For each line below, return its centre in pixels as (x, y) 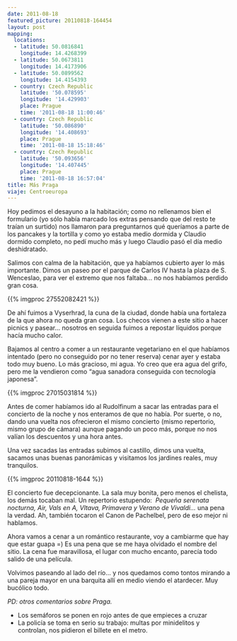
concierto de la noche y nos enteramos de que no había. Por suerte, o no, (115, 414)
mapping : (20, 34)
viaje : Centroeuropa (38, 192)
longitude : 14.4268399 (53, 54)
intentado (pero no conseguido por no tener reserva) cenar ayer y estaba (114, 357)
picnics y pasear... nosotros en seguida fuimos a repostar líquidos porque (114, 328)
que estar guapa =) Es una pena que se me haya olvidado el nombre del (112, 544)
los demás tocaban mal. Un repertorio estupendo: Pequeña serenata (108, 500)
